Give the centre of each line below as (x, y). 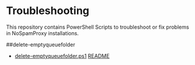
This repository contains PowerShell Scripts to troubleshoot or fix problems (97, 27)
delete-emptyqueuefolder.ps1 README (62, 56)
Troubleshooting (48, 11)
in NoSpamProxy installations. (43, 33)
